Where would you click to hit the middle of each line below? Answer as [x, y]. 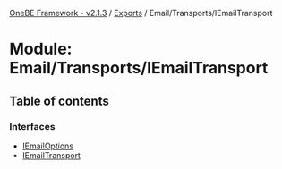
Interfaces [32, 126]
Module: [41, 49]
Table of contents [59, 101]
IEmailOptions [48, 146]
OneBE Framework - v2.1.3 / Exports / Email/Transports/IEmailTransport [141, 13]
